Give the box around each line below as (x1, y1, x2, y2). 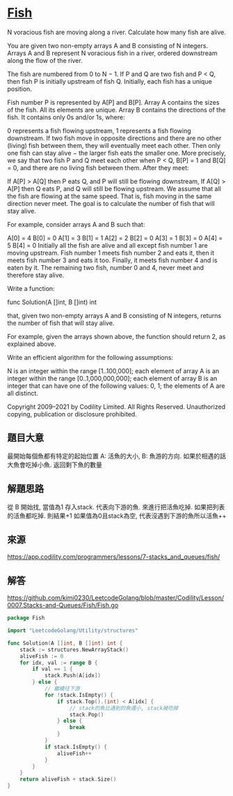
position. (7, 84, 33, 93)
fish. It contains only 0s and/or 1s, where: (7, 113, 125, 121)
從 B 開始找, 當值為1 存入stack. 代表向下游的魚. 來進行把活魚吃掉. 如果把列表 (7, 502, 225, 511)
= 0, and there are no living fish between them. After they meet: (7, 163, 189, 172)
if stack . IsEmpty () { (44, 743, 108, 751)
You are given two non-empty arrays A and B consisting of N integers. (7, 41, 209, 50)
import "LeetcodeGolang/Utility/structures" (7, 627, 138, 634)
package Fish (7, 615, 45, 622)
